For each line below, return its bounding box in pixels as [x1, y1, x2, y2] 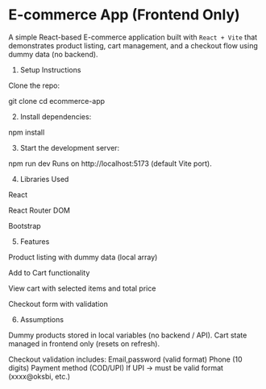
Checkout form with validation [8, 299, 109, 308]
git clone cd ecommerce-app [8, 96, 106, 106]
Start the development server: [19, 143, 120, 152]
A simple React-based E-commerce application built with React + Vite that [8, 32, 258, 42]
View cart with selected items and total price [8, 283, 156, 293]
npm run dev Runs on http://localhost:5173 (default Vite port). [8, 159, 212, 168]
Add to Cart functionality [8, 267, 90, 277]
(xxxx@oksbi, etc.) [8, 371, 71, 381]
